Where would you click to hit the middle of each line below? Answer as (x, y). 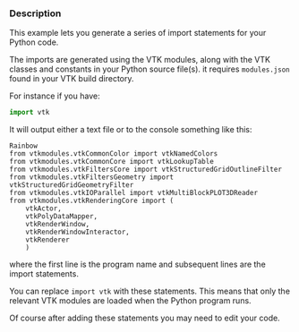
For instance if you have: (55, 96)
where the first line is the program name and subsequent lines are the (137, 264)
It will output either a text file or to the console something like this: (131, 130)
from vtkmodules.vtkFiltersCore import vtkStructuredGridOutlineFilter (145, 170)
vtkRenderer (47, 240)
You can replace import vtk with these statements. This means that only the (150, 291)
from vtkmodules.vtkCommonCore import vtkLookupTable (112, 162)
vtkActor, (44, 209)
